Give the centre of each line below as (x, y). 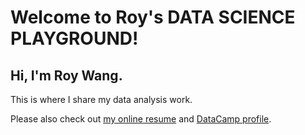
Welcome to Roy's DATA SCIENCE (153, 17)
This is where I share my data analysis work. (101, 99)
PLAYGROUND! (74, 38)
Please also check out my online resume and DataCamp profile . (141, 119)
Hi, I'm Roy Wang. (66, 75)
